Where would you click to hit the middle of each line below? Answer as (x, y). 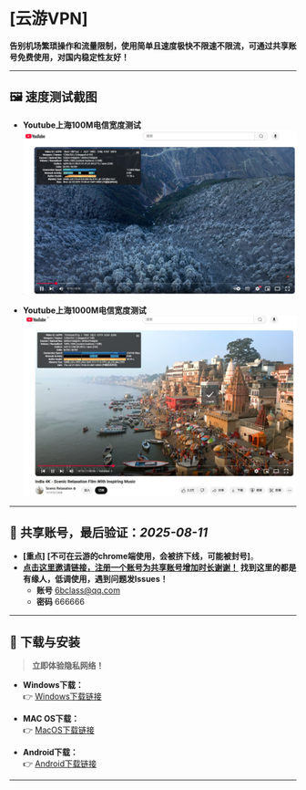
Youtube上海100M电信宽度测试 (82, 125)
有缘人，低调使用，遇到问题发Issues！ (95, 579)
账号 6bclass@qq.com (78, 590)
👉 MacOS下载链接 (59, 730)
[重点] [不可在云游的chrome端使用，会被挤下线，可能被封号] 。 (140, 556)
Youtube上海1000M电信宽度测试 (85, 310)
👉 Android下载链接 (60, 764)
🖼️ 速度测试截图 (53, 97)
